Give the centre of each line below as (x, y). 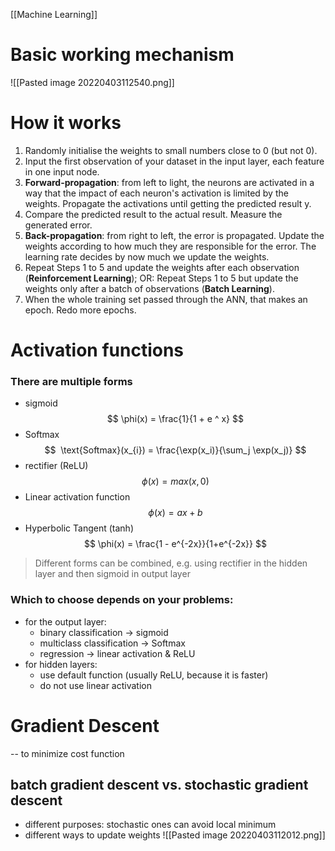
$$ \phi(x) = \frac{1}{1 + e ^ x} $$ (175, 419)
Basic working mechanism (122, 55)
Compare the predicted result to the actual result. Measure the (153, 214)
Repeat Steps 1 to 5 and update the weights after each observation (162, 267)
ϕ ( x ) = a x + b (175, 513)
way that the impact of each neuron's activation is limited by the (156, 193)
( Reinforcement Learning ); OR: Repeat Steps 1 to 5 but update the (161, 278)
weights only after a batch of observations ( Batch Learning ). (149, 288)
